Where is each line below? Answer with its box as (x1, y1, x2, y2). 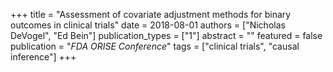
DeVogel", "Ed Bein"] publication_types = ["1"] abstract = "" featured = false (10, 30, 323, 41)
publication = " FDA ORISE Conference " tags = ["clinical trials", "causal (10, 40, 300, 52)
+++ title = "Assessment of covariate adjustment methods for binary (10, 9, 292, 20)
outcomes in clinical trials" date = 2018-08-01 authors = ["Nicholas (10, 19, 286, 31)
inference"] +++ (10, 51, 77, 63)
